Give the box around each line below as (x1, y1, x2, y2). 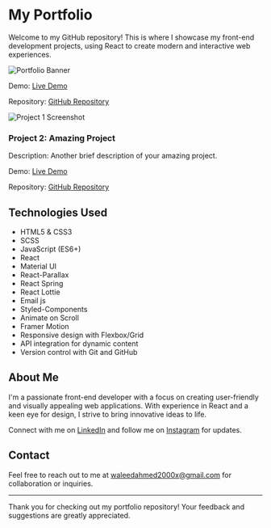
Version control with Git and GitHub (19, 348, 138, 357)
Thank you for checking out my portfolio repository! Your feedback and (8, 501, 244, 511)
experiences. (8, 49, 52, 59)
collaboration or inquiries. (8, 479, 94, 488)
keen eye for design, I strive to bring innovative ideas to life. (8, 409, 207, 419)
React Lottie (19, 287, 60, 297)
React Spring (19, 279, 64, 289)
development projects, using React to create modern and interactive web (8, 40, 251, 50)
